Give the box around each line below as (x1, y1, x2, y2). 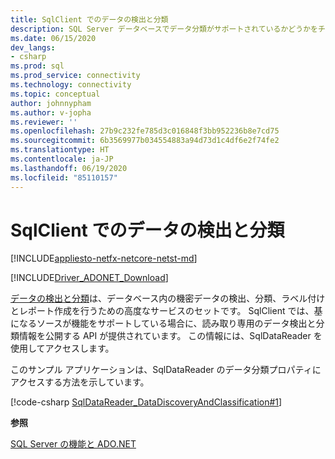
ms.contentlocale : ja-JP (10, 154, 114, 164)
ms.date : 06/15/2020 (10, 33, 97, 43)
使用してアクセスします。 (10, 342, 115, 355)
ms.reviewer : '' (10, 117, 78, 127)
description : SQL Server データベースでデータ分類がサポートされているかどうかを (10, 24, 318, 34)
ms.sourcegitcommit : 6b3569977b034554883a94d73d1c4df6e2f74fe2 (10, 136, 280, 146)
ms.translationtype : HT (10, 145, 110, 155)
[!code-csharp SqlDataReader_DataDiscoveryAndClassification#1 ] (10, 396, 283, 408)
